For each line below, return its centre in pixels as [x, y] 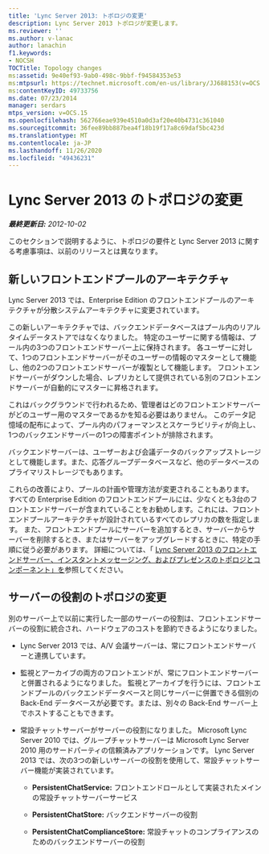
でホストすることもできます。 [69, 712]
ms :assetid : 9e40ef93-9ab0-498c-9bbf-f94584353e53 [95, 76]
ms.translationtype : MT [48, 135]
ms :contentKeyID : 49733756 [53, 91]
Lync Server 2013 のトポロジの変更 [126, 200]
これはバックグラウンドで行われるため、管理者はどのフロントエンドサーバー [134, 404]
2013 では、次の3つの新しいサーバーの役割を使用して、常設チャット [133, 760]
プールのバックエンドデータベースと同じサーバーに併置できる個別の [147, 692]
